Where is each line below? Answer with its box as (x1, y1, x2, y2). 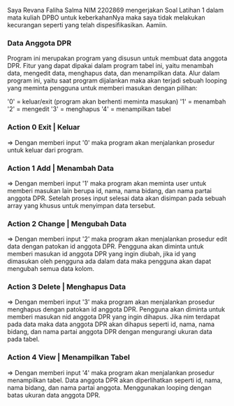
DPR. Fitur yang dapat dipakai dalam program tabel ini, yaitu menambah (7, 62, 214, 70)
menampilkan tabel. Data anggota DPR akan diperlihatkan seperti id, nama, (7, 376, 223, 384)
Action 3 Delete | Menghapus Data (7, 282, 126, 292)
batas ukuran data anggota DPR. (7, 391, 101, 399)
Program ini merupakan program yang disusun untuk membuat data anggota (7, 54, 228, 62)
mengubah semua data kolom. (7, 265, 94, 273)
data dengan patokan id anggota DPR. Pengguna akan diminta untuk (7, 242, 204, 251)
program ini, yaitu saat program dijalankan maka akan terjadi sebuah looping (7, 76, 227, 85)
